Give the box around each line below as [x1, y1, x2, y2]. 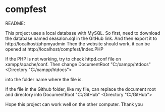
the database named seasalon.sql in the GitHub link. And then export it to [5, 35, 157, 41]
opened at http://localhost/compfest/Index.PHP [5, 46, 104, 52]
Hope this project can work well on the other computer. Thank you [5, 101, 143, 107]
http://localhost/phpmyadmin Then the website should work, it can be [5, 40, 150, 46]
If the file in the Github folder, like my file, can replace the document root [5, 86, 156, 92]
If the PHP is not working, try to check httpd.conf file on [5, 55, 121, 62]
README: [5, 20, 25, 26]
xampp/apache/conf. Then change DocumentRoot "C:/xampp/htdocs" [5, 61, 151, 67]
